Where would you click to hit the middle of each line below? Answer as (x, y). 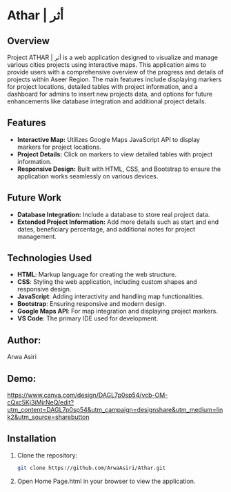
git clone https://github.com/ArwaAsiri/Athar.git (91, 468)
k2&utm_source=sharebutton (48, 417)
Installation (32, 439)
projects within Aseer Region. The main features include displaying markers (114, 79)
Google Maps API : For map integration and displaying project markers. (118, 311)
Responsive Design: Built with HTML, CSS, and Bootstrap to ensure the (119, 169)
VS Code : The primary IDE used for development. (88, 318)
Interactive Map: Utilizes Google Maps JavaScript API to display (108, 139)
